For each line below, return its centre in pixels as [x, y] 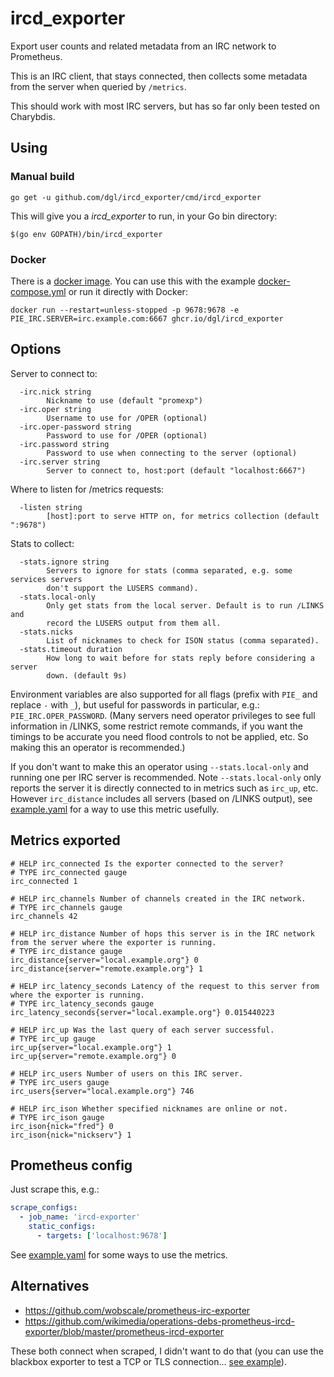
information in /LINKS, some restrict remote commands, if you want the [156, 726]
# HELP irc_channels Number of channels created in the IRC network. [158, 898]
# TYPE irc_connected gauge [69, 872]
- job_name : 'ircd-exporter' [80, 1217]
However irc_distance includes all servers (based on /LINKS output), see [161, 798]
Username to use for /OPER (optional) [127, 418]
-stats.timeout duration [71, 649]
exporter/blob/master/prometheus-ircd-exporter [124, 1331]
